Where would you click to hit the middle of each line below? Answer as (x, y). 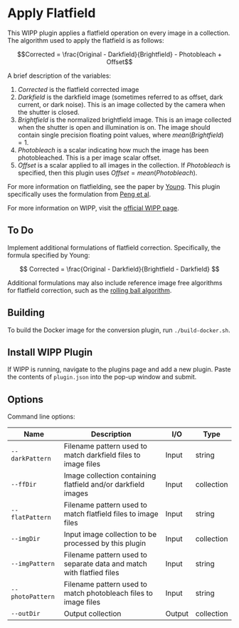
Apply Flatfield (52, 13)
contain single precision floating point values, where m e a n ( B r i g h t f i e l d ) (121, 135)
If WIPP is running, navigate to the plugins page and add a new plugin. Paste (119, 369)
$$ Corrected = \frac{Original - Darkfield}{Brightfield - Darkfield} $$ (119, 269)
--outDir (26, 614)
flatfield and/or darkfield (104, 485)
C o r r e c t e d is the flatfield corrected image (78, 89)
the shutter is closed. (48, 112)
